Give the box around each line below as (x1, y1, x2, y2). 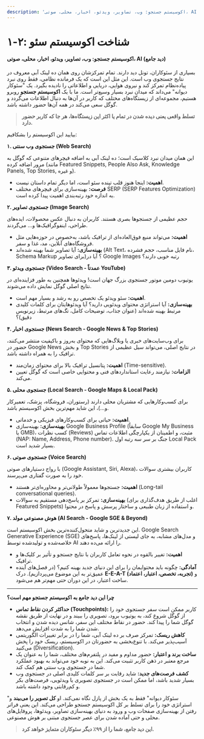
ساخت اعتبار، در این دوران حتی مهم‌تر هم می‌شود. (15, 576, 128, 584)
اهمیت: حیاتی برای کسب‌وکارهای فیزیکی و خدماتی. (15, 416, 130, 424)
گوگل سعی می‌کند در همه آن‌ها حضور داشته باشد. (7, 101, 117, 108)
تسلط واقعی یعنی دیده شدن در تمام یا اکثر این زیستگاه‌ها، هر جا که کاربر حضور (21, 113, 196, 120)
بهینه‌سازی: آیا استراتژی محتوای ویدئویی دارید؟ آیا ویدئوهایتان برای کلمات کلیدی (15, 301, 192, 308)
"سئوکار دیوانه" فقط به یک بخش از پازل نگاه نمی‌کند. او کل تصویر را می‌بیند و (7, 694, 179, 702)
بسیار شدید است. (15, 442, 56, 449)
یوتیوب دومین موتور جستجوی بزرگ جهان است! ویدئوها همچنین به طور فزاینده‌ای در (7, 276, 193, 283)
